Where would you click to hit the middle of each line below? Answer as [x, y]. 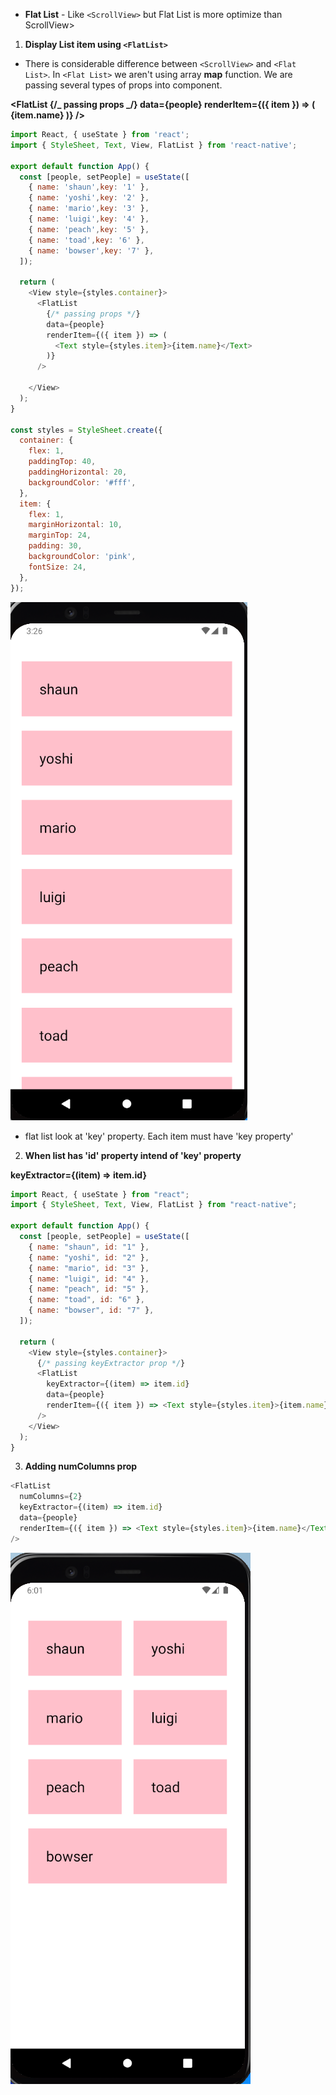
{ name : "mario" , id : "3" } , [89, 1268]
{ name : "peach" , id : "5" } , [89, 1289]
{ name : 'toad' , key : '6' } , [86, 240]
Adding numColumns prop [81, 1466]
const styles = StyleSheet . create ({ [86, 430]
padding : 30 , [55, 546]
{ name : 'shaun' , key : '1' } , [89, 187]
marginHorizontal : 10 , [75, 525]
